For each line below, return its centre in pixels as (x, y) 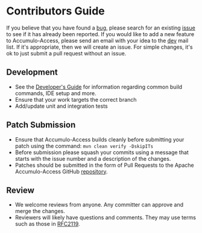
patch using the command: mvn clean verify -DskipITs (84, 146)
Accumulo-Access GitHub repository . (61, 171)
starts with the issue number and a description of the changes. (93, 158)
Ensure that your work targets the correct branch (76, 99)
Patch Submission (41, 125)
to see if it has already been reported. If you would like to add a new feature (100, 34)
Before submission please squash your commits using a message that (102, 152)
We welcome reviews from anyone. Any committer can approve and (99, 205)
